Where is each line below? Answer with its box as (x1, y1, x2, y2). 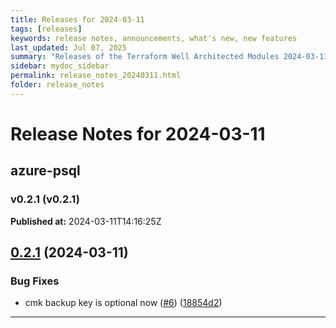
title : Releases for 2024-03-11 (10, 14, 145, 25)
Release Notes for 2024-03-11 (10, 122, 266, 145)
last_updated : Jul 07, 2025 (10, 42, 128, 53)
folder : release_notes (10, 80, 105, 90)
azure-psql (10, 162, 81, 180)
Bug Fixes (10, 274, 60, 288)
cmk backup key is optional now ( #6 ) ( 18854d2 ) (24, 297, 223, 309)
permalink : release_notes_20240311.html (10, 71, 182, 81)
